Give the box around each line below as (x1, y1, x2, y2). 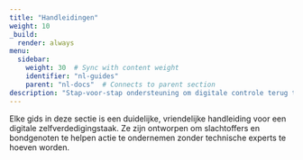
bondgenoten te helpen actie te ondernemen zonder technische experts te (9, 132, 287, 143)
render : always (17, 38, 75, 48)
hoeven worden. (9, 141, 70, 153)
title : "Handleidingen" (9, 13, 99, 22)
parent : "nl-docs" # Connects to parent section (25, 80, 216, 89)
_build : (9, 30, 39, 39)
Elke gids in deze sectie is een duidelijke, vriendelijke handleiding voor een (9, 113, 287, 124)
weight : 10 (9, 22, 50, 31)
